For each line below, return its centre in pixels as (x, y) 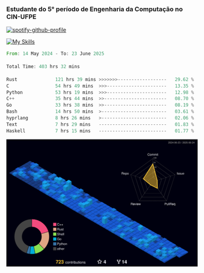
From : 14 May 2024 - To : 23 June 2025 (55, 54)
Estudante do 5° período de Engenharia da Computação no (95, 9)
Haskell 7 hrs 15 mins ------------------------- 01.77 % (100, 131)
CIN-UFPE (21, 16)
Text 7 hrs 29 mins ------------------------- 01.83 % (100, 124)
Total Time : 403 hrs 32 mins (43, 67)
